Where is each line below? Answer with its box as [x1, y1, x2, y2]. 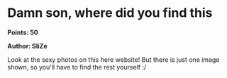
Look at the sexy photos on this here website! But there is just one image [7, 55, 220, 64]
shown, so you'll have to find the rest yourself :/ [7, 63, 147, 71]
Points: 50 [7, 28, 39, 37]
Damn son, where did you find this [7, 5, 213, 21]
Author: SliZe [7, 41, 48, 50]
